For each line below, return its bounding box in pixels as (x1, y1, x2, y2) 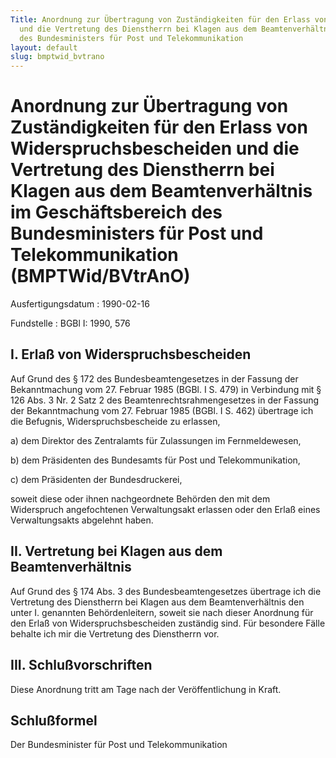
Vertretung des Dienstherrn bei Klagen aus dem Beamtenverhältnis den (10, 596, 305, 608)
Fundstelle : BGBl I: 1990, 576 (10, 317, 131, 330)
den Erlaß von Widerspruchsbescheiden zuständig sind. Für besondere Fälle (10, 617, 326, 629)
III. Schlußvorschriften (10, 657, 153, 674)
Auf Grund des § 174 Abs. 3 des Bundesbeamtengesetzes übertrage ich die (10, 585, 322, 597)
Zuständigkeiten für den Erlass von (10, 116, 308, 139)
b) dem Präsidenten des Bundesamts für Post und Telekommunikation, (10, 454, 301, 466)
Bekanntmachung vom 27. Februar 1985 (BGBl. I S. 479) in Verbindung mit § (10, 383, 322, 395)
